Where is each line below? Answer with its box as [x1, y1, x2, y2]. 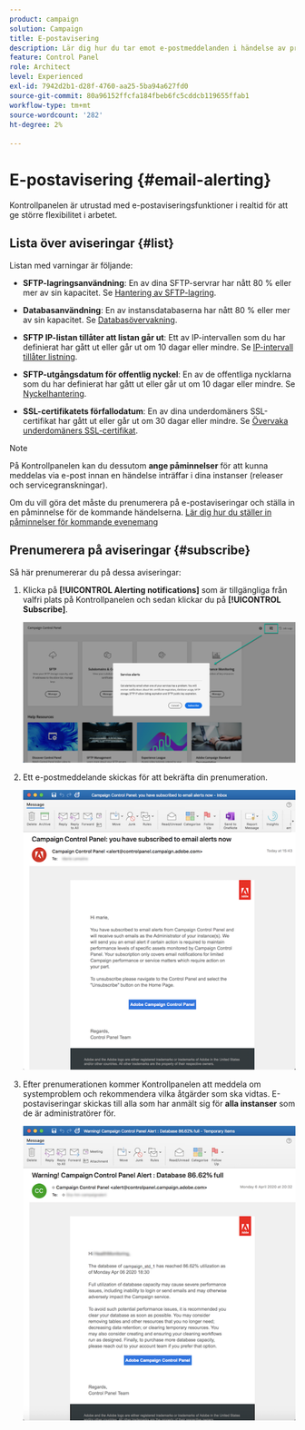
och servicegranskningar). [9, 479, 108, 490]
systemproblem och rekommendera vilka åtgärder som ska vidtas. [22, 1088, 271, 1099]
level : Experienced [9, 73, 84, 82]
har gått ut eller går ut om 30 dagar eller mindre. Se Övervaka [58, 415, 289, 426]
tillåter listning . [22, 350, 78, 362]
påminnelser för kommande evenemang [9, 516, 159, 527]
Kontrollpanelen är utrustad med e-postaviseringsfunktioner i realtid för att [9, 200, 289, 211]
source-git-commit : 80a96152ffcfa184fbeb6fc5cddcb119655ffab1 [9, 91, 250, 100]
